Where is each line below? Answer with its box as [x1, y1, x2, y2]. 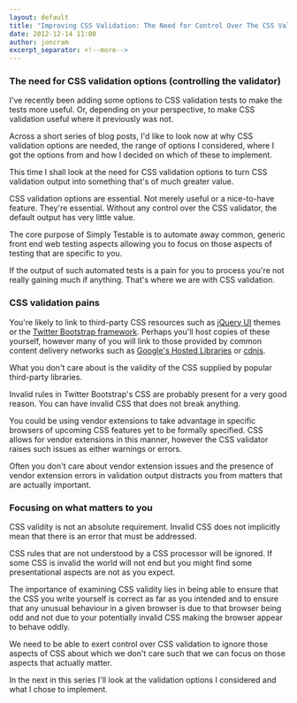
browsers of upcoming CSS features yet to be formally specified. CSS [9, 424, 263, 435]
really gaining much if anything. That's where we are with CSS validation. [9, 275, 276, 286]
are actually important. [9, 479, 91, 490]
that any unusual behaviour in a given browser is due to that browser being [9, 603, 282, 614]
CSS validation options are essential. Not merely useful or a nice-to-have [9, 194, 275, 204]
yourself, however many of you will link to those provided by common [9, 335, 263, 346]
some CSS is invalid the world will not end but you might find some [9, 558, 253, 569]
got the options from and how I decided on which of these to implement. [9, 149, 272, 160]
